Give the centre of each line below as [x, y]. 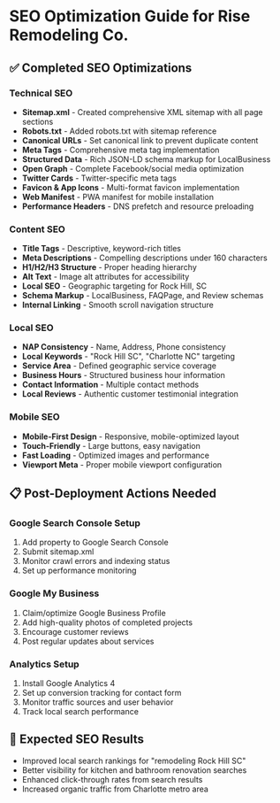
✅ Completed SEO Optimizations [101, 68]
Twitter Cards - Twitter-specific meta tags [99, 178]
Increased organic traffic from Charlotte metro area [115, 789]
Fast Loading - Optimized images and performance [116, 455]
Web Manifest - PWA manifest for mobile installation [118, 197]
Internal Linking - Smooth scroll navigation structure [117, 305]
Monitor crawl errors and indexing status [96, 561]
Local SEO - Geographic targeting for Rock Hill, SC [114, 286]
